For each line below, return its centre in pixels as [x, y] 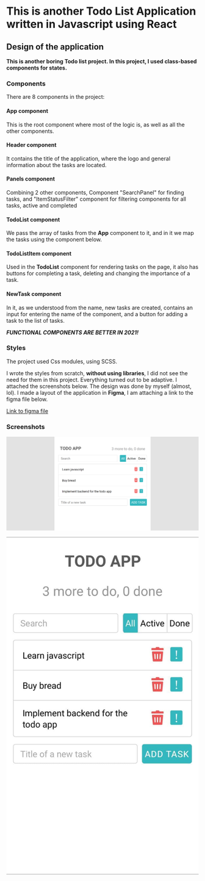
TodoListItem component [39, 253]
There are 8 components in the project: [56, 97]
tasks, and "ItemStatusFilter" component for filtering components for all [96, 199]
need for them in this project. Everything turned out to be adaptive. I [92, 379]
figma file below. [27, 399]
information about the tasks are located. [56, 165]
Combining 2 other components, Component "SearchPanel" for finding [95, 192]
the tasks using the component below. [54, 240]
